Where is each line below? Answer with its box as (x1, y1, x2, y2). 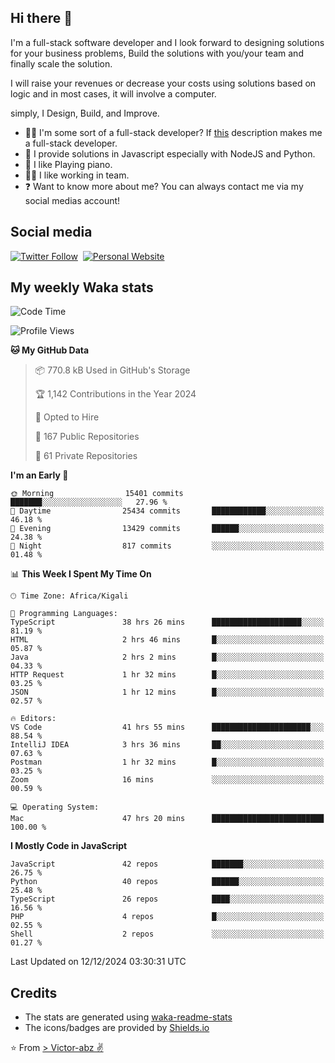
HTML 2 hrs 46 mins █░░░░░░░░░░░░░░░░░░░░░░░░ (10, 635, 325, 645)
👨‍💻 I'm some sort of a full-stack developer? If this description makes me (24, 126, 323, 138)
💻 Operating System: (10, 802, 100, 813)
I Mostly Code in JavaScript (10, 840, 128, 852)
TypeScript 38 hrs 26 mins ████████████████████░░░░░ (10, 617, 325, 628)
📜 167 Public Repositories (34, 431, 140, 443)
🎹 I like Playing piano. (24, 158, 113, 170)
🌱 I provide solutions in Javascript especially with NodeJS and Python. (24, 147, 316, 160)
